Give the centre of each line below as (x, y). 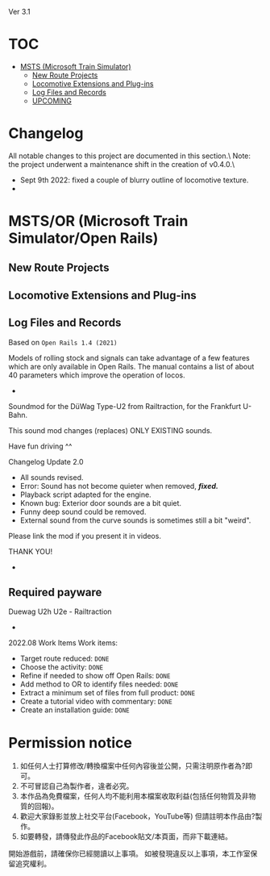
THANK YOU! (31, 551)
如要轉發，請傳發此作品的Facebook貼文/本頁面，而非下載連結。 (126, 836)
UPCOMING (52, 101)
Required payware (55, 592)
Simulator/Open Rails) (83, 238)
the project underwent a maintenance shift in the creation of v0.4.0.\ (122, 164)
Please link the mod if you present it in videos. (85, 536)
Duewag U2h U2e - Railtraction (60, 611)
